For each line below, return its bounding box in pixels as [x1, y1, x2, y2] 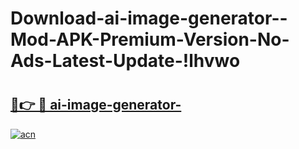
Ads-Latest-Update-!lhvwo [10, 50, 241, 72]
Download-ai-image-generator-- [10, 7, 288, 30]
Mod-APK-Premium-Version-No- [10, 28, 290, 51]
